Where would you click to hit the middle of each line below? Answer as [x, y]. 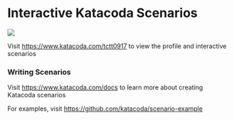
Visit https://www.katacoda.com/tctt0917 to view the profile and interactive [117, 46]
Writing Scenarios [39, 72]
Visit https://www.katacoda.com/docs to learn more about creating [105, 87]
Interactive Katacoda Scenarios [102, 13]
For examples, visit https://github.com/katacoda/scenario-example [105, 109]
